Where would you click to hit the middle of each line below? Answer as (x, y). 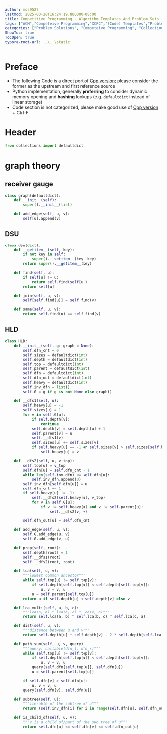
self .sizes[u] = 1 (42, 410)
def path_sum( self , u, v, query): (50, 644)
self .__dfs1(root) (42, 557)
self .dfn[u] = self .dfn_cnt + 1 (57, 470)
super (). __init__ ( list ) (47, 205)
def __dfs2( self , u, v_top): (44, 461)
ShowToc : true (20, 33)
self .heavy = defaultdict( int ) (55, 382)
